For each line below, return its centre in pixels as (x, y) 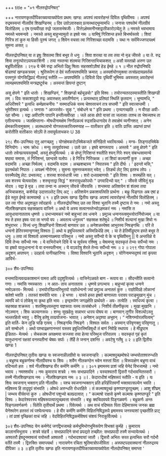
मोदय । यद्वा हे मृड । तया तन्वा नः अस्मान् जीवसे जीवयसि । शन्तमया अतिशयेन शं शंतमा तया (76, 186)
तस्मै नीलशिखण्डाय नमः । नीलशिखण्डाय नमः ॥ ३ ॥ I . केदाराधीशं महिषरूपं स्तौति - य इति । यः (79, 377)
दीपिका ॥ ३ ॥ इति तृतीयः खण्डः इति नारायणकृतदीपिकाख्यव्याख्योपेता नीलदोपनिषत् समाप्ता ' (75, 448)
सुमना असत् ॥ (17, 45)
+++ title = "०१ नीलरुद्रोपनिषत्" (33, 8)
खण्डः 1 (11, 345)
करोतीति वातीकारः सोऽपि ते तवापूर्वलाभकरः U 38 (43, 132)
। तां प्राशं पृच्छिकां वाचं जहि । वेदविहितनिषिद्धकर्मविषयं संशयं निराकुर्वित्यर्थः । (64, 416)
